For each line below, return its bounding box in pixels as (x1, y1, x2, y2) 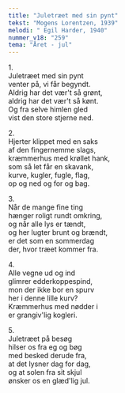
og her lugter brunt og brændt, (8, 228, 108, 237)
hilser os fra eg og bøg (8, 342, 82, 352)
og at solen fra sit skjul (8, 368, 82, 377)
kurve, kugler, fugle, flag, (8, 171, 90, 180)
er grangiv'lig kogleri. (8, 310, 78, 320)
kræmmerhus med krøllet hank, (8, 153, 111, 163)
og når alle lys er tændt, (8, 219, 86, 229)
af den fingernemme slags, (8, 145, 97, 155)
